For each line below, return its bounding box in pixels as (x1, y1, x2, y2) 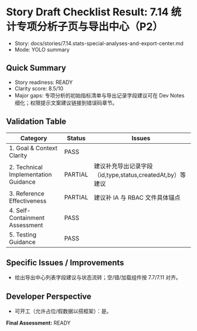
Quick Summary (6, 63, 66, 73)
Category (20, 134, 47, 142)
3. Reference (9, 189, 45, 197)
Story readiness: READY (14, 79, 73, 86)
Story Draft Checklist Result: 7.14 (6, 5, 169, 19)
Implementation (9, 170, 52, 178)
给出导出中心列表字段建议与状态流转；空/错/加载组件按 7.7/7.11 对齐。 (14, 274, 182, 281)
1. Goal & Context (9, 144, 57, 152)
